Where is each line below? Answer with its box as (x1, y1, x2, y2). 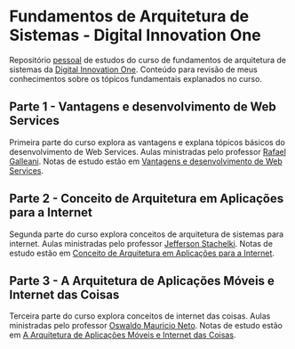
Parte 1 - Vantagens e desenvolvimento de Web (9, 100, 277, 115)
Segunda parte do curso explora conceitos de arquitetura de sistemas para (9, 229, 284, 239)
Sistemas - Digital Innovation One (9, 25, 261, 45)
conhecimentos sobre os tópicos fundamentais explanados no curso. (9, 73, 262, 84)
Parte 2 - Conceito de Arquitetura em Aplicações (9, 191, 284, 207)
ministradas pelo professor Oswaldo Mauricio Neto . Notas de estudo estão (9, 321, 283, 331)
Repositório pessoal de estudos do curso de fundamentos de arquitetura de (9, 54, 287, 65)
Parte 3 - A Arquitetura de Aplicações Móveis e (9, 273, 275, 288)
